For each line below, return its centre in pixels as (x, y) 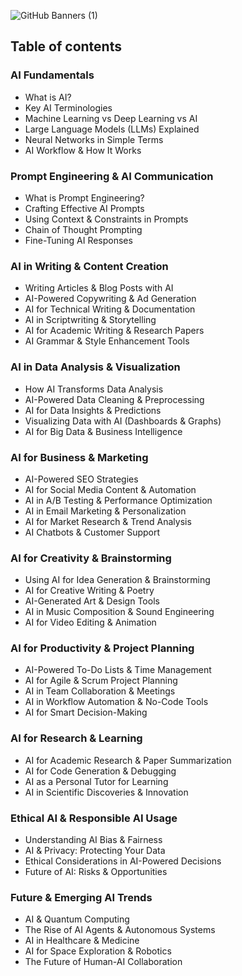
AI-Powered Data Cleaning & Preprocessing (114, 399)
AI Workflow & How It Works (83, 150)
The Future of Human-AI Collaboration (103, 962)
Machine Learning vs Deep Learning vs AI (111, 118)
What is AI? (48, 97)
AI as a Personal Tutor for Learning (96, 781)
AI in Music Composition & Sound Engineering (119, 612)
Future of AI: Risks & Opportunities (96, 872)
